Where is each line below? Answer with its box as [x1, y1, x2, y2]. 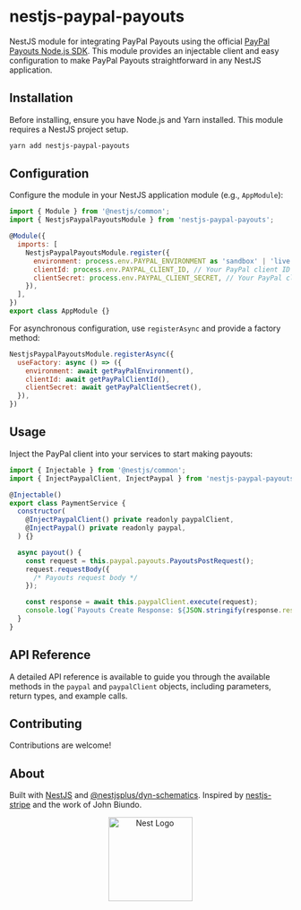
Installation [9, 91, 73, 106]
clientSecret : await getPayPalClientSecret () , [25, 383, 202, 392]
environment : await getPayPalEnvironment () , [25, 366, 194, 376]
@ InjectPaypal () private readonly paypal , [25, 524, 186, 533]
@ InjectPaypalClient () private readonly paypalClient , [25, 516, 235, 524]
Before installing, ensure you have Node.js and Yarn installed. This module [9, 114, 284, 125]
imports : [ [17, 240, 58, 249]
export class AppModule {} [9, 307, 110, 316]
